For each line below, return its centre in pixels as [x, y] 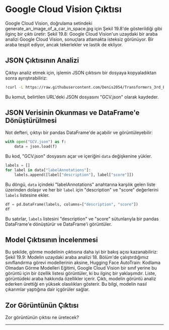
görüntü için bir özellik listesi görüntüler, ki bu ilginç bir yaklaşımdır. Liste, [81, 274]
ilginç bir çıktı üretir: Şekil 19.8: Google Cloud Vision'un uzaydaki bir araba [81, 34]
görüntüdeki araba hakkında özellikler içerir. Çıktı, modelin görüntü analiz [81, 279]
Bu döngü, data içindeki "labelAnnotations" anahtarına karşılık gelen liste [80, 184]
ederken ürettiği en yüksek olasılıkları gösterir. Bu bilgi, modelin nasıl [76, 284]
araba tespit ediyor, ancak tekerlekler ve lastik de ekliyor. [64, 44]
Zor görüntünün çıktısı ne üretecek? [42, 317]
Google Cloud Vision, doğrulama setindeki [49, 23]
